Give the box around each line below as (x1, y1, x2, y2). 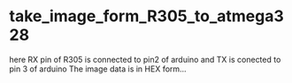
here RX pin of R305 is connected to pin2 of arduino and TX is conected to (9, 54, 281, 64)
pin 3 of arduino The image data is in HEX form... (9, 64, 188, 74)
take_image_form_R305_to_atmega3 (9, 6, 285, 26)
